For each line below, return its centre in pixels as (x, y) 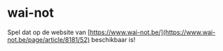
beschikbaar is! (113, 39)
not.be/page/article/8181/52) (49, 39)
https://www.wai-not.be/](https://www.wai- (153, 32)
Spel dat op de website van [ (49, 32)
